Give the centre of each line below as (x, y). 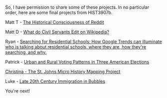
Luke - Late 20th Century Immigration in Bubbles (55, 81)
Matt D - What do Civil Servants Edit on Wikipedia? (57, 32)
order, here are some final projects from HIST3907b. (59, 12)
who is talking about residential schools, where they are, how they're (76, 47)
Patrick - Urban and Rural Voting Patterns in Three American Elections (77, 62)
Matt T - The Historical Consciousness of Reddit (55, 22)
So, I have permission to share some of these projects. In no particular (77, 7)
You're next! (18, 91)
